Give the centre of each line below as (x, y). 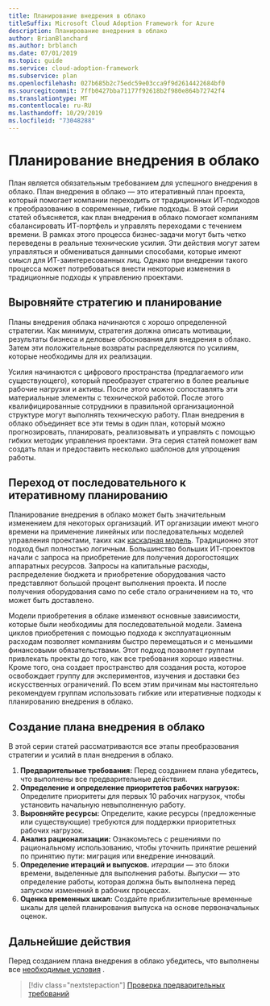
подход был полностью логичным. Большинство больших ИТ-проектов (132, 549)
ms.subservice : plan (43, 76)
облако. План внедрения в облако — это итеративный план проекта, (127, 191)
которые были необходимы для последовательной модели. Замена (125, 625)
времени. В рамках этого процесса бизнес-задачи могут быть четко (127, 234)
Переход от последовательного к (98, 483)
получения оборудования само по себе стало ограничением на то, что (131, 592)
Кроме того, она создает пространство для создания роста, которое (127, 667)
